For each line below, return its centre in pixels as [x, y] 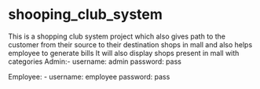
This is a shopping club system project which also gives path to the [117, 36]
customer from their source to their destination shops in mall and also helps [130, 44]
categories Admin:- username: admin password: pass [95, 61]
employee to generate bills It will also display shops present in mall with [124, 53]
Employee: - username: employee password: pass [89, 76]
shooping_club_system [86, 15]
